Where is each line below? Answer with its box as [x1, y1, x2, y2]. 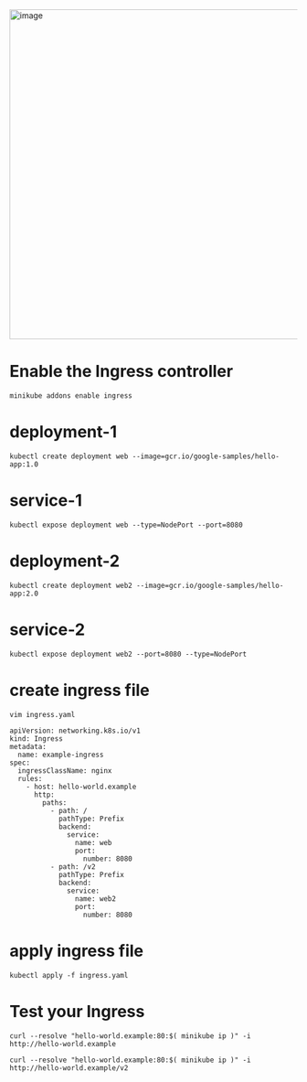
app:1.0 [9, 459, 39, 469]
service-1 [9, 490, 82, 511]
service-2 [9, 619, 85, 639]
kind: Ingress [9, 734, 64, 744]
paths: [42, 798, 68, 808]
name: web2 [74, 894, 117, 904]
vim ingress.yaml [9, 710, 76, 719]
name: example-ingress [17, 750, 104, 759]
